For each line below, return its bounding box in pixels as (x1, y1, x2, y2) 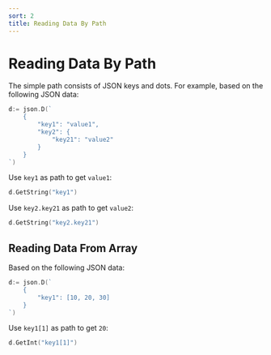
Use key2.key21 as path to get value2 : (8, 203, 134, 213)
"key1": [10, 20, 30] (37, 293, 111, 302)
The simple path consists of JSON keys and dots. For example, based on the (8, 81, 264, 91)
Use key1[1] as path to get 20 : (8, 323, 108, 333)
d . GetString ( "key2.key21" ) (8, 219, 100, 227)
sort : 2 (8, 11, 35, 20)
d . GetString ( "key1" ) (8, 188, 78, 197)
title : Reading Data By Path (8, 19, 107, 28)
